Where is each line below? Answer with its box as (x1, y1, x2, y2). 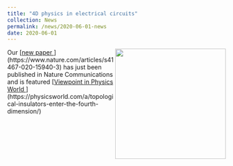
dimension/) (7, 107, 42, 116)
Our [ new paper (7, 48, 53, 57)
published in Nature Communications (7, 71, 113, 79)
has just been (63, 63, 102, 71)
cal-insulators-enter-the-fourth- (7, 100, 99, 108)
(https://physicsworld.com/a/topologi (7, 93, 114, 101)
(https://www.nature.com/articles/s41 (7, 56, 114, 64)
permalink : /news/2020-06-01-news (7, 23, 107, 30)
